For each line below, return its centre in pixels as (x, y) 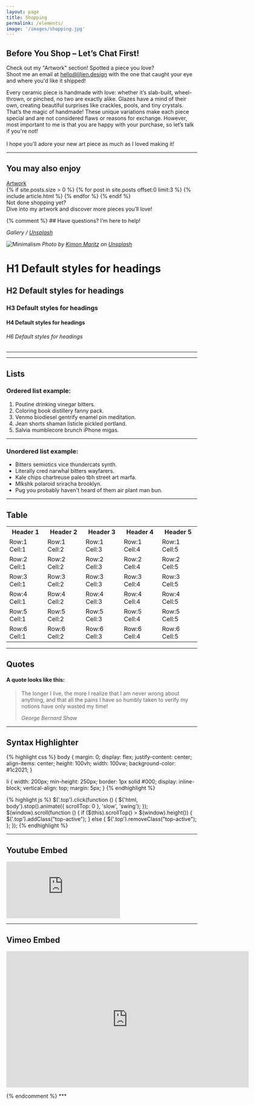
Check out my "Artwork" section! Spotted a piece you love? (80, 68)
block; (14, 788)
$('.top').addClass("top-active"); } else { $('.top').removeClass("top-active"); (101, 819)
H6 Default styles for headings (45, 336)
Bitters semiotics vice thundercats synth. (66, 464)
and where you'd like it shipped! (46, 81)
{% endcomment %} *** (37, 1096)
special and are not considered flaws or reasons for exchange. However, (97, 118)
